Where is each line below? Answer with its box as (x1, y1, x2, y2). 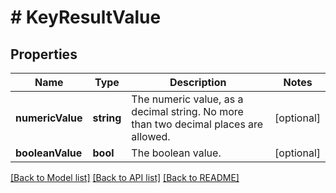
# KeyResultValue (10, 6, 162, 29)
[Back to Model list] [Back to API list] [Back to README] (10, 172, 240, 183)
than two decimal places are (131, 117, 264, 131)
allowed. (131, 130, 171, 143)
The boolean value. (131, 146, 222, 160)
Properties (10, 46, 78, 63)
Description (169, 76, 227, 89)
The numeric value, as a (131, 92, 244, 106)
